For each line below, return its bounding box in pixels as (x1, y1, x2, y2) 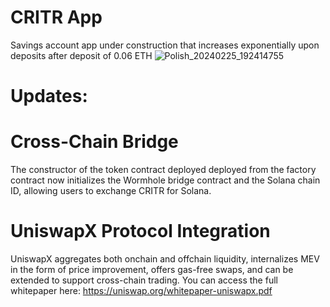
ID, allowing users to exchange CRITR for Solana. (10, 185, 212, 197)
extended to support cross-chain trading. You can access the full (10, 274, 278, 286)
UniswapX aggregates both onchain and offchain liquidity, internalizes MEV (10, 253, 320, 265)
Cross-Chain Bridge (10, 131, 179, 153)
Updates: (10, 85, 88, 108)
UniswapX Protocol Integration (10, 220, 271, 243)
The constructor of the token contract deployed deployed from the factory (10, 164, 317, 176)
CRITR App (10, 6, 103, 29)
